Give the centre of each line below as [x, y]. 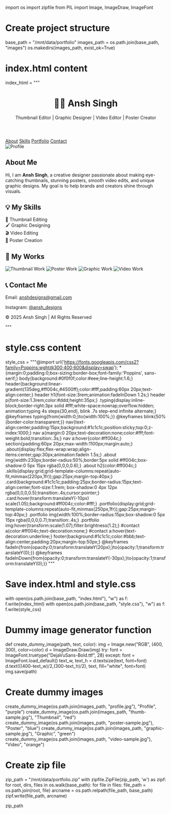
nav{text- [76, 422]
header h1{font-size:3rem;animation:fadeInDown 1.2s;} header [100, 395]
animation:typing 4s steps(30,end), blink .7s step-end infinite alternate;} [81, 411]
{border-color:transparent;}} [35, 422]
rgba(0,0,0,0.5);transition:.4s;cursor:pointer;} [53, 493]
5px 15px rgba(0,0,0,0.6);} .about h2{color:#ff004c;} [82, 465]
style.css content [43, 348]
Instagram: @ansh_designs [34, 308]
